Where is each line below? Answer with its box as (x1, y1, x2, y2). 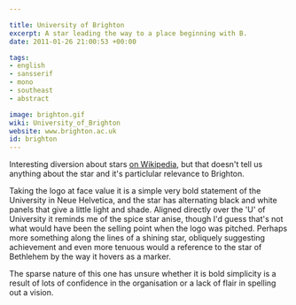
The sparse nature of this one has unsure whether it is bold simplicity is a (9, 269, 277, 279)
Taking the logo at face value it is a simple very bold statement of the (9, 186, 261, 196)
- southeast (9, 86, 53, 95)
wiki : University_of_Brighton (9, 118, 121, 127)
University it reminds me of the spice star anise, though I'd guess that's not (9, 214, 284, 225)
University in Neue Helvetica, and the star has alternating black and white (9, 195, 277, 206)
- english (9, 61, 46, 71)
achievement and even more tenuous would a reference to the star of (9, 242, 262, 253)
